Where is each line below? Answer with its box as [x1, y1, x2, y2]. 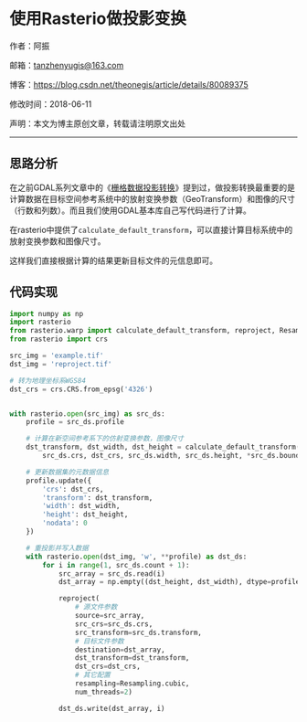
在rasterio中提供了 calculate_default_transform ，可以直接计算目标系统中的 [9, 224, 293, 235]
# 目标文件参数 [74, 636, 125, 645]
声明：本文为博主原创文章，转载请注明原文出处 [9, 118, 185, 129]
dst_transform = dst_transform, [74, 653, 190, 663]
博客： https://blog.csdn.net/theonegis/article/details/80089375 [9, 79, 249, 90]
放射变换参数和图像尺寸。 [9, 235, 106, 247]
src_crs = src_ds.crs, [74, 619, 153, 629]
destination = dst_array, [74, 645, 166, 654]
